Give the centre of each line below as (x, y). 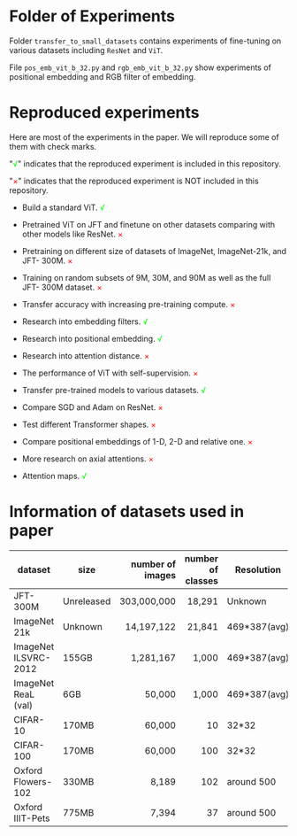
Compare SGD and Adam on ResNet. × (92, 407)
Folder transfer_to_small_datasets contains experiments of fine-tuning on (145, 41)
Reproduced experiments (104, 113)
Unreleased (87, 601)
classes (202, 580)
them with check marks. (53, 146)
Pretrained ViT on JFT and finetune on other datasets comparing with (148, 224)
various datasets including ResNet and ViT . (86, 50)
